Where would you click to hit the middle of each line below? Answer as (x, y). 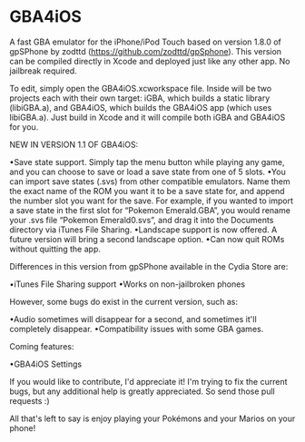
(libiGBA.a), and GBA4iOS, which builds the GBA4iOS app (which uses (141, 107)
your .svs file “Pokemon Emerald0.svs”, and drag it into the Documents (142, 220)
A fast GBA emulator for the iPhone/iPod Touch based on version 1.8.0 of (145, 42)
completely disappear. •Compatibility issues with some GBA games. (137, 329)
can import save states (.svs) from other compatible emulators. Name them (150, 181)
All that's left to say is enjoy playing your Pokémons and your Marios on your (152, 418)
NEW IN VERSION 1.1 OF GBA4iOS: (74, 144)
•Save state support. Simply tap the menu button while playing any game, (147, 162)
